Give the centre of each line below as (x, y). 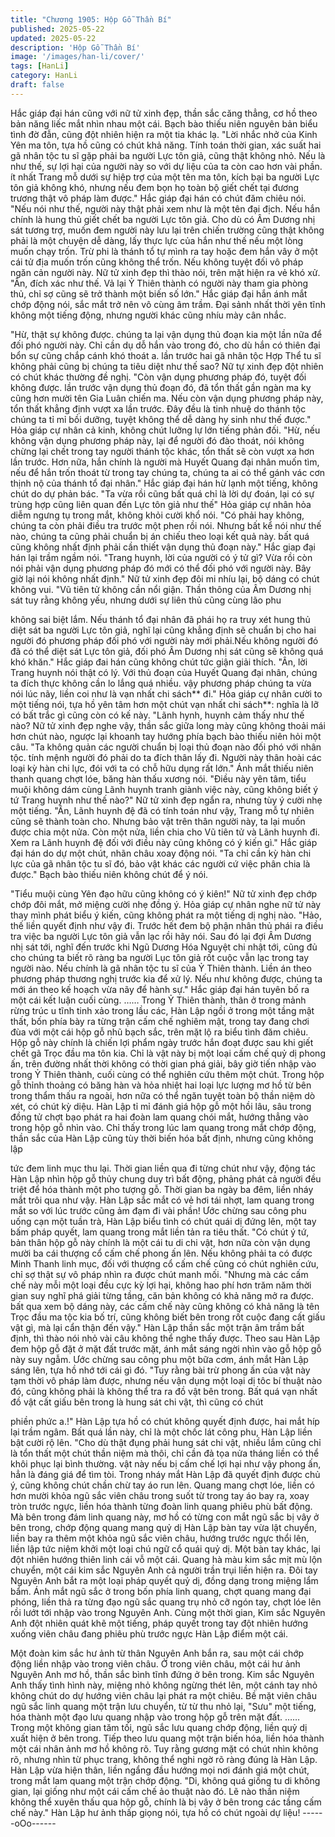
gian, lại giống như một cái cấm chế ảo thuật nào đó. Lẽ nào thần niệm (155, 1791)
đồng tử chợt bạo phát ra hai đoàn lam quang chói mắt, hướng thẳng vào (159, 1117)
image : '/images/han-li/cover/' (77, 57)
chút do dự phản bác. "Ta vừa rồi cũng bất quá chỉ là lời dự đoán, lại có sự (162, 493)
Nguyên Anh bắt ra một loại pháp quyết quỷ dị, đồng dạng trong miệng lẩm (164, 1580)
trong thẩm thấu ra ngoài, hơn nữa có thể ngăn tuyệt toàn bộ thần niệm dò (163, 1095)
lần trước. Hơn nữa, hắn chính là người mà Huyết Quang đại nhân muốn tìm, (165, 462)
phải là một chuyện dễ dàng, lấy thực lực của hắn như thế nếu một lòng (157, 240)
